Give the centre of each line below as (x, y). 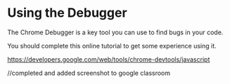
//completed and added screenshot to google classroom (89, 73)
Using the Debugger (68, 13)
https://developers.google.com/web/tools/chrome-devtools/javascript (109, 59)
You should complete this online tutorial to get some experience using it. (112, 45)
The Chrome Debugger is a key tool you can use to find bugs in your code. (115, 32)
